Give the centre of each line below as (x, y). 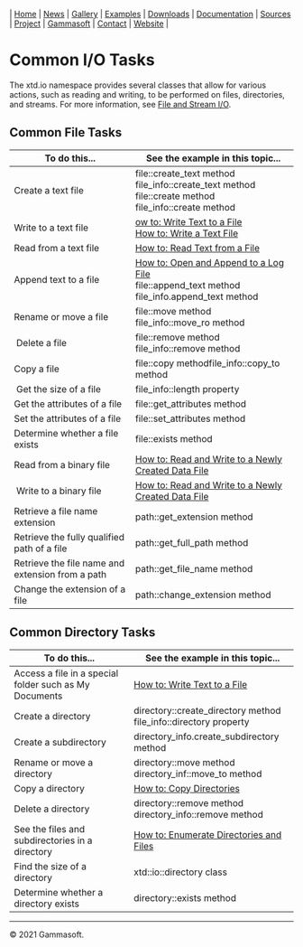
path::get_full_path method (192, 542)
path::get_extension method (194, 517)
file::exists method (174, 438)
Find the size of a (50, 866)
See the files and (50, 829)
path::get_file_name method (194, 568)
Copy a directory (50, 788)
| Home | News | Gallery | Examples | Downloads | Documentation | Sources (150, 14)
